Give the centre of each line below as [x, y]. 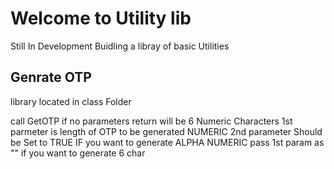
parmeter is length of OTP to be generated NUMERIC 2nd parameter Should [166, 131]
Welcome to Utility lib [101, 18]
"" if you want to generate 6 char [78, 153]
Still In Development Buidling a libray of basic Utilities [120, 46]
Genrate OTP [51, 77]
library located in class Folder [71, 101]
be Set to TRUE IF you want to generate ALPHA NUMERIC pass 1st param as [167, 142]
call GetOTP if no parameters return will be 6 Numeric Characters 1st [151, 121]
